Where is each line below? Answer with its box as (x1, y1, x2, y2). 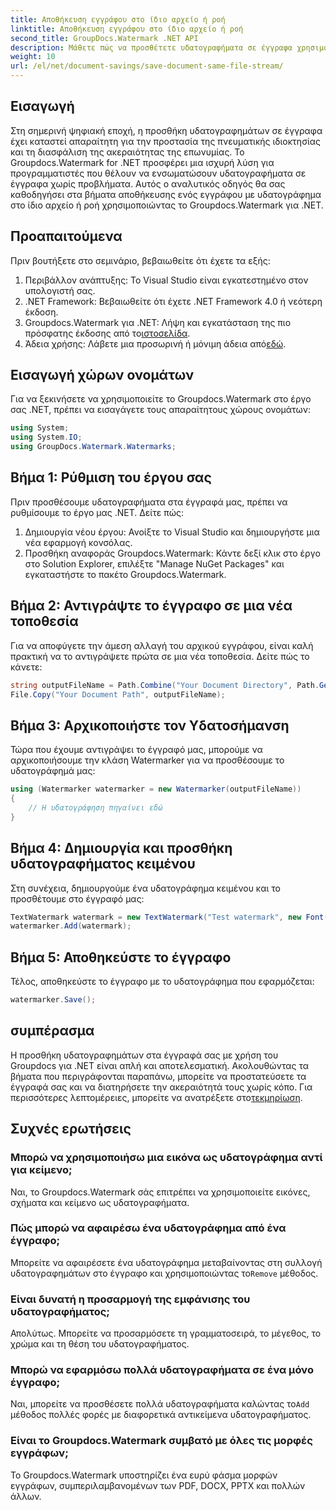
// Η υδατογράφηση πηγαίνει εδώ (28, 803, 163, 813)
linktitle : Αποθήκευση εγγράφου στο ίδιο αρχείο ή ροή (10, 24, 244, 34)
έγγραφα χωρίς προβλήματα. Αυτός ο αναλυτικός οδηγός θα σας (10, 177, 286, 190)
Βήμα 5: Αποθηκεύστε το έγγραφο (10, 949, 232, 966)
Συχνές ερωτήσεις (10, 1121, 132, 1138)
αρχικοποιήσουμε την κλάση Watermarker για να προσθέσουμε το (10, 754, 285, 766)
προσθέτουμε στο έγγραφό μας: (10, 892, 145, 905)
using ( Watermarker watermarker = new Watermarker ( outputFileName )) (10, 784, 302, 795)
